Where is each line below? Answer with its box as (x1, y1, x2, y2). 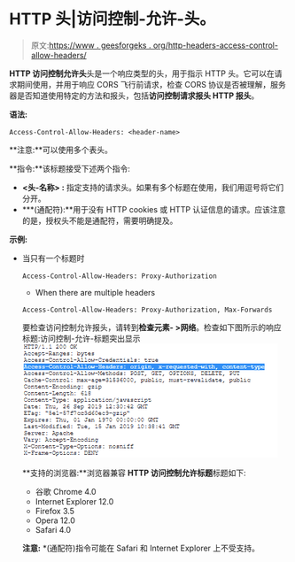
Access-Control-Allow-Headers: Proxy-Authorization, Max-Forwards (21, 305, 273, 314)
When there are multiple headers (35, 287, 156, 297)
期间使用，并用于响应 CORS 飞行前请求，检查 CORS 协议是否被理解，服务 (16, 79, 286, 89)
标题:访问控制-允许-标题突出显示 (21, 333, 141, 343)
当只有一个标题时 (21, 252, 85, 263)
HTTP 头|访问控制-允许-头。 (9, 9, 215, 29)
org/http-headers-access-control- (152, 40, 279, 50)
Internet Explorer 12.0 (35, 496, 114, 506)
